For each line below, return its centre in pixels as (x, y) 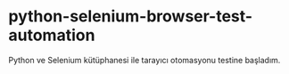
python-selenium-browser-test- (131, 16)
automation (52, 35)
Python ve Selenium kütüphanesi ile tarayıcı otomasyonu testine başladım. (144, 60)
